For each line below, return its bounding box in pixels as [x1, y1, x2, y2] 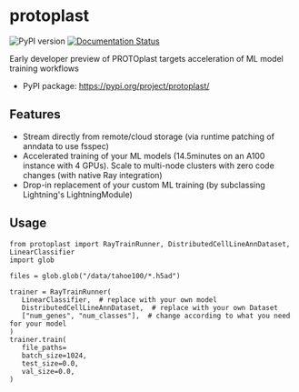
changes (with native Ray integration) [22, 169, 163, 180]
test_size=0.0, [21, 358, 79, 368]
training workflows [9, 63, 79, 74]
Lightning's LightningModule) [22, 188, 134, 200]
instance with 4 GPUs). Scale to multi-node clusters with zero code [22, 160, 274, 171]
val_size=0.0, [21, 367, 75, 376]
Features [9, 106, 61, 123]
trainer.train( [9, 335, 67, 344]
